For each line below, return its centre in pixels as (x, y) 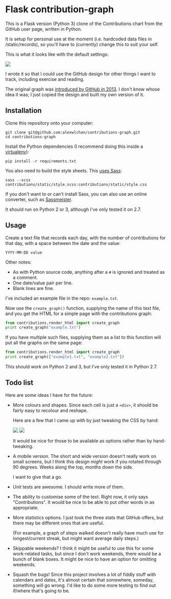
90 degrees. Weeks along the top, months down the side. (73, 467)
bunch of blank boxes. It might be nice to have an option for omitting (84, 559)
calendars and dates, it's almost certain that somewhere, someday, (83, 580)
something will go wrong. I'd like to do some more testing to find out (84, 585)
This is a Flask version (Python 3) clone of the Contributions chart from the (84, 24)
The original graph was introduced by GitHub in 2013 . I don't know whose (82, 89)
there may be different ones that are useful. (58, 523)
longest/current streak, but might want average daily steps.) (76, 538)
